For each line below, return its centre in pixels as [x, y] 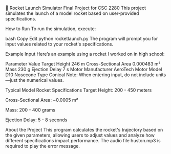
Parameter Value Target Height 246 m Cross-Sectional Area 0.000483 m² [83, 64]
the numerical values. [41, 80]
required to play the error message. [43, 146]
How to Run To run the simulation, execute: [51, 29]
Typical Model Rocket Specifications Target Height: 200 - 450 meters [79, 90]
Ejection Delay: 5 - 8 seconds [36, 120]
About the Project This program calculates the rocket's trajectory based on [84, 130]
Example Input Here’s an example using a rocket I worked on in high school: [85, 54]
